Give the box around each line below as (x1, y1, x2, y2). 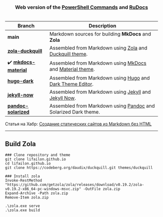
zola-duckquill (7, 48, 43, 54)
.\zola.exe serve (5, 203, 40, 209)
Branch (17, 22, 35, 29)
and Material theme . (49, 66, 95, 72)
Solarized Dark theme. (49, 109, 100, 116)
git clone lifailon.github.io (5, 157, 66, 162)
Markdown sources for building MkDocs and (49, 31, 151, 37)
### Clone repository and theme (5, 152, 70, 158)
